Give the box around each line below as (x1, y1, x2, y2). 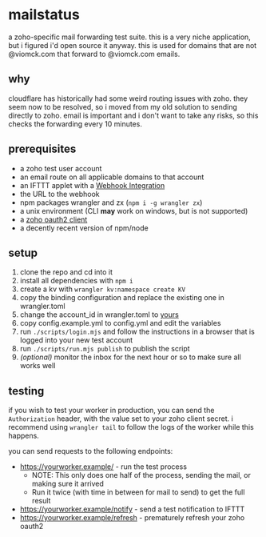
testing (8, 384, 45, 398)
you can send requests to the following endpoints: (8, 447, 173, 456)
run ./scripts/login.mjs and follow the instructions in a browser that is (19, 327, 256, 337)
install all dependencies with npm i (19, 276, 133, 286)
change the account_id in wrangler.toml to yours (19, 310, 180, 319)
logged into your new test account (19, 335, 133, 345)
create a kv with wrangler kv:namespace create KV (19, 284, 186, 294)
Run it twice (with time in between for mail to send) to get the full (31, 487, 245, 497)
